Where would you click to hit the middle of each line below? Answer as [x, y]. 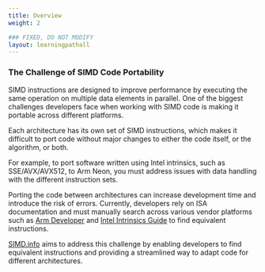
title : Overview [35, 15]
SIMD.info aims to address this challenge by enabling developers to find [125, 243]
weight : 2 [25, 23]
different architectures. [45, 261]
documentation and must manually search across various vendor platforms [131, 212]
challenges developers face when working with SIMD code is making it [123, 106]
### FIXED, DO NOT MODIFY [51, 37]
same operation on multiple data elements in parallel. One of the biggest [126, 98]
